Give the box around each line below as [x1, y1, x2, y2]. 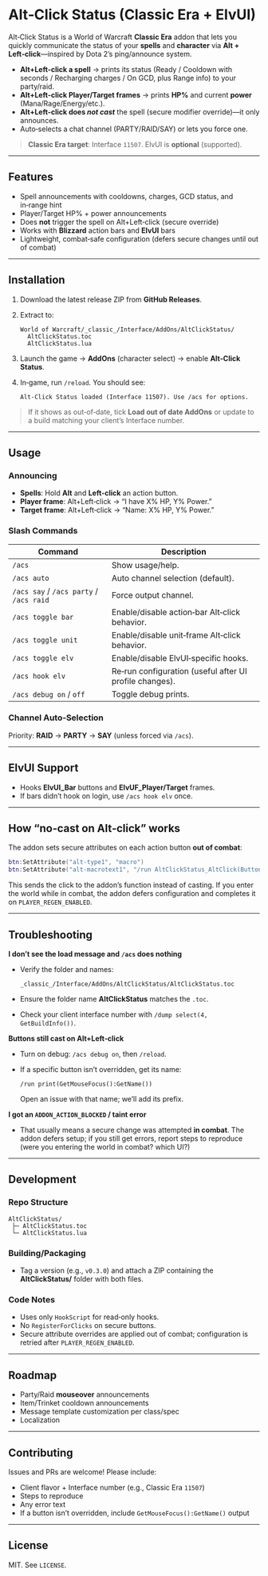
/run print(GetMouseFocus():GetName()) [19, 1080, 153, 1089]
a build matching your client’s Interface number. [27, 415, 185, 425]
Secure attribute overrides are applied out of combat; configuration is [19, 1330, 249, 1339]
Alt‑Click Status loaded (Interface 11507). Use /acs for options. [19, 393, 249, 401]
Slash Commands [8, 526, 78, 537]
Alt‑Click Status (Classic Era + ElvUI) [8, 6, 257, 24]
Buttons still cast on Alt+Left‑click [8, 1034, 124, 1043]
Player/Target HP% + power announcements [19, 208, 167, 218]
